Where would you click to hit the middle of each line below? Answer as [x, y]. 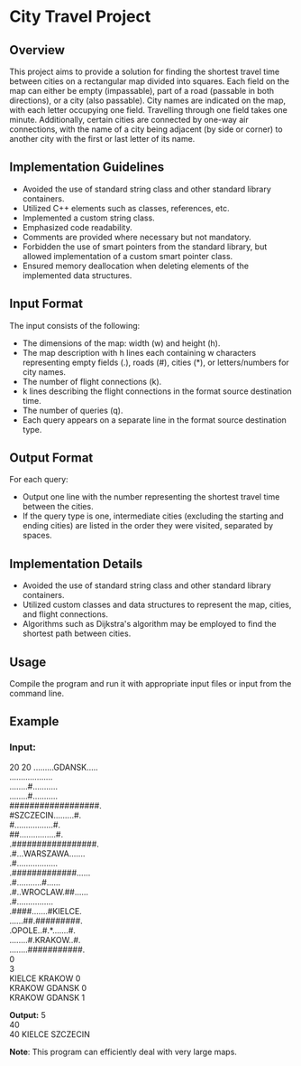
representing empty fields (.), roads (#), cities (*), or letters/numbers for [156, 362]
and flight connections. [65, 614]
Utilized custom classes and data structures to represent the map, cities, [157, 605]
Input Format [46, 304]
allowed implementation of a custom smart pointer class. [128, 256]
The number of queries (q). [73, 410]
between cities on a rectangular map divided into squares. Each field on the [150, 81]
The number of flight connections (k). [92, 381]
